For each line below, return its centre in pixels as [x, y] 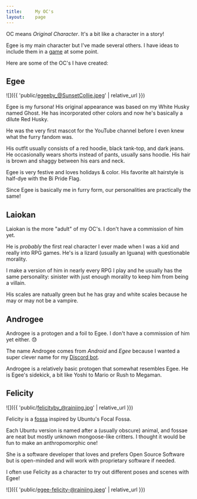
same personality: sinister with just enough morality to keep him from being [97, 277]
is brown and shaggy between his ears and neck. [66, 161]
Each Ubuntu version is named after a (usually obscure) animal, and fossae [97, 430]
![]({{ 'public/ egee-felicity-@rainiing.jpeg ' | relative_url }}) [76, 490]
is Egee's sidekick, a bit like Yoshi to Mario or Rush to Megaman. [84, 375]
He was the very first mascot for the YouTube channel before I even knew [95, 131]
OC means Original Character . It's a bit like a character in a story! [85, 34]
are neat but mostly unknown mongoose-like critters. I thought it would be [96, 437]
